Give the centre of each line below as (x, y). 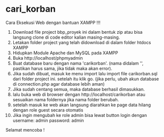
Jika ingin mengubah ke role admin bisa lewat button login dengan (80, 115)
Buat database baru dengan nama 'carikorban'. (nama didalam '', (78, 63)
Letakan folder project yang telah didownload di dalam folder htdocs (82, 42)
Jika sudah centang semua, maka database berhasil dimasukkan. (79, 89)
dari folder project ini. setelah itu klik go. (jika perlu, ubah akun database (86, 79)
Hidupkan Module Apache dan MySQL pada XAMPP (65, 53)
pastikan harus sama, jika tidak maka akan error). (62, 68)
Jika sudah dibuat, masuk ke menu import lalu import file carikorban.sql (85, 73)
